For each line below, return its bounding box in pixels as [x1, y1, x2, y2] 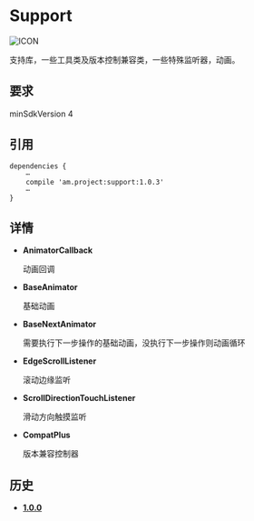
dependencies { [9, 161, 67, 171]
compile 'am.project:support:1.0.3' [25, 177, 165, 186]
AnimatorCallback [22, 245, 93, 255]
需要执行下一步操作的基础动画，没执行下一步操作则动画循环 [22, 337, 246, 348]
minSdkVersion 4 [9, 108, 73, 119]
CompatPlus [22, 429, 71, 441]
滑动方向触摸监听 [22, 411, 87, 423]
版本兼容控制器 [22, 448, 79, 459]
